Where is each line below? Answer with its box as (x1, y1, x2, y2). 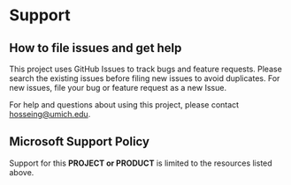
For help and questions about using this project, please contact (9, 100, 240, 110)
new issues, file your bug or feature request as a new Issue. (9, 83, 227, 92)
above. (9, 166, 34, 177)
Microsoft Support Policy (9, 134, 150, 150)
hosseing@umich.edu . (9, 109, 91, 119)
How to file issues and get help (9, 41, 182, 55)
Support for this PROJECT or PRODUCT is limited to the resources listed (9, 158, 272, 168)
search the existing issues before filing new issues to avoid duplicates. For (9, 73, 280, 84)
